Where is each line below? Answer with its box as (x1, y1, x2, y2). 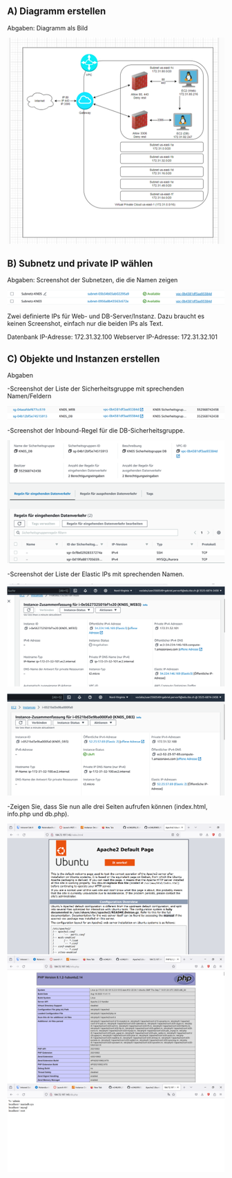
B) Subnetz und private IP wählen (7, 257, 153, 269)
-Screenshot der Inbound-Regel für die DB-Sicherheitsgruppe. (7, 426, 185, 435)
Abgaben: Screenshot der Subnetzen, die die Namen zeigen (7, 276, 178, 284)
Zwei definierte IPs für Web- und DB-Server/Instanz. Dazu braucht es (7, 312, 205, 320)
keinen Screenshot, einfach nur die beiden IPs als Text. (7, 320, 164, 328)
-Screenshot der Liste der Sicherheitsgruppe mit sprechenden (7, 384, 184, 393)
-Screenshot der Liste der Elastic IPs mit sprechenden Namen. (7, 570, 184, 578)
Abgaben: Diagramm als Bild (7, 23, 88, 32)
